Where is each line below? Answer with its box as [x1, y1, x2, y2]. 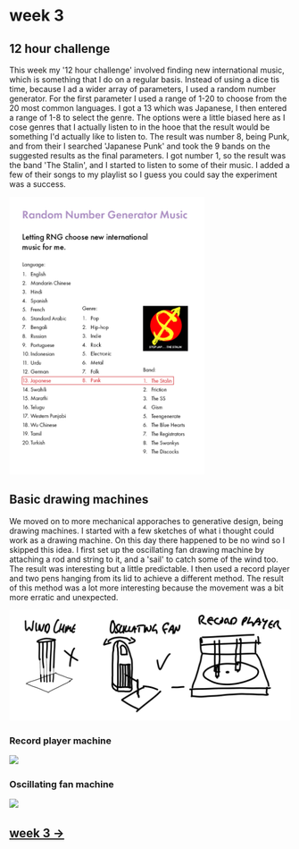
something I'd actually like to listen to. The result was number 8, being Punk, [9, 132, 290, 141]
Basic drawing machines [9, 492, 149, 507]
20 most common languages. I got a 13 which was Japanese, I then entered [9, 103, 287, 113]
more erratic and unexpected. [9, 591, 119, 602]
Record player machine [9, 734, 112, 747]
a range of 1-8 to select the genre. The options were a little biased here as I [9, 113, 286, 123]
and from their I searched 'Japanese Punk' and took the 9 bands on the [9, 140, 270, 151]
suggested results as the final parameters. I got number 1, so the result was [9, 150, 287, 161]
